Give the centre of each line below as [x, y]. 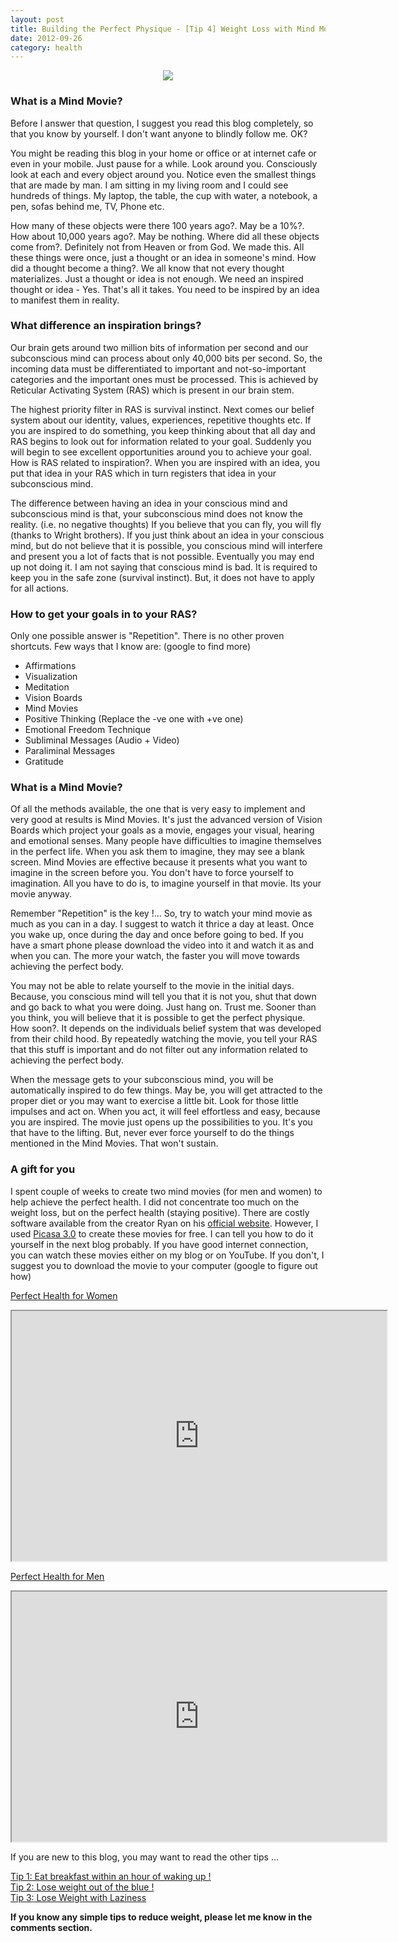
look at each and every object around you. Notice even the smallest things [163, 174]
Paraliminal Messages [70, 751]
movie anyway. [41, 894]
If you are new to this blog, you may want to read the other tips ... [144, 1857]
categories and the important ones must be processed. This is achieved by [164, 379]
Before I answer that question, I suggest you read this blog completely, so [162, 123]
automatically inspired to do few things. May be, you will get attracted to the [166, 1090]
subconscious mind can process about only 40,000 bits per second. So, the [166, 358]
